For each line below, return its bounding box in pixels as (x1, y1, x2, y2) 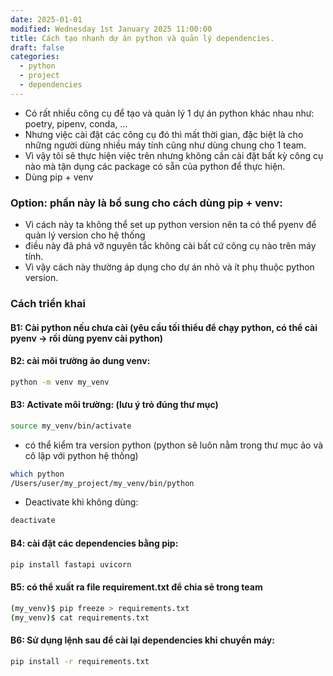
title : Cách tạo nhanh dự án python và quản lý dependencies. (10, 33, 275, 43)
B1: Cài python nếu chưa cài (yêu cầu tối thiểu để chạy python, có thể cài (10, 321, 318, 333)
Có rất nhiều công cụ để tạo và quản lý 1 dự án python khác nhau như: (24, 107, 315, 119)
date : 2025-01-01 (10, 14, 83, 25)
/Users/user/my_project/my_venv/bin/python (10, 478, 195, 488)
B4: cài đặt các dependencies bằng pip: (10, 537, 179, 549)
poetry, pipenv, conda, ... (24, 117, 128, 130)
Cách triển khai (10, 296, 86, 310)
